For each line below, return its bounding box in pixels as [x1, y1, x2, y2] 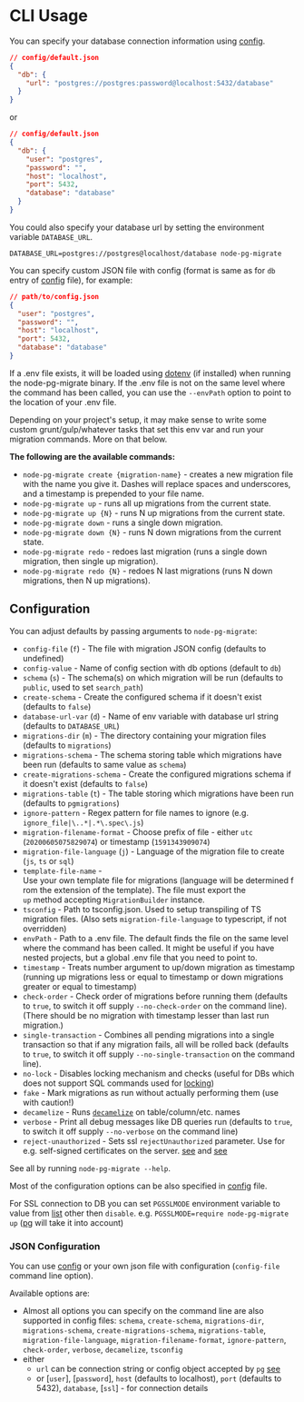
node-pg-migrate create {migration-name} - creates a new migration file [22, 469, 293, 480]
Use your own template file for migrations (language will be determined [22, 874, 289, 886]
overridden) [22, 923, 67, 934]
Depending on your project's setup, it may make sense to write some [9, 414, 268, 425]
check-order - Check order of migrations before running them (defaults [22, 990, 289, 1001]
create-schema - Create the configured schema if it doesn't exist [22, 691, 262, 702]
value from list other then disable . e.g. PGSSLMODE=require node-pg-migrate [9, 1208, 289, 1218]
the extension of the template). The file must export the [39, 884, 247, 895]
